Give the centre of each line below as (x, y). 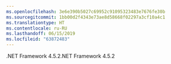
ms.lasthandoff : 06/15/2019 (41, 34)
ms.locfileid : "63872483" (38, 39)
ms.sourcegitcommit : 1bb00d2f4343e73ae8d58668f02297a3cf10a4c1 (86, 17)
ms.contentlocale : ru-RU (37, 28)
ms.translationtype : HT (36, 23)
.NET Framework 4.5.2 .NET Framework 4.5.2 (61, 56)
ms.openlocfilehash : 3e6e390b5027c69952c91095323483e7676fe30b (86, 12)
